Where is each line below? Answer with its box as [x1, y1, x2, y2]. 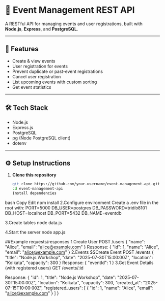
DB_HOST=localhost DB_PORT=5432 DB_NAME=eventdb [5, 210, 122, 216]
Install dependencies [12, 191, 56, 196]
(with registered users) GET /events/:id [5, 265, 83, 270]
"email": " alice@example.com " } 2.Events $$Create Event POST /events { [5, 249, 154, 255]
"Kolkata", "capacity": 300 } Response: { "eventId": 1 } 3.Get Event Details [5, 260, 154, 266]
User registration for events [12, 63, 68, 69]
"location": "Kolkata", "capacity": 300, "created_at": [37, 280, 142, 285]
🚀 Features [5, 45, 39, 53]
